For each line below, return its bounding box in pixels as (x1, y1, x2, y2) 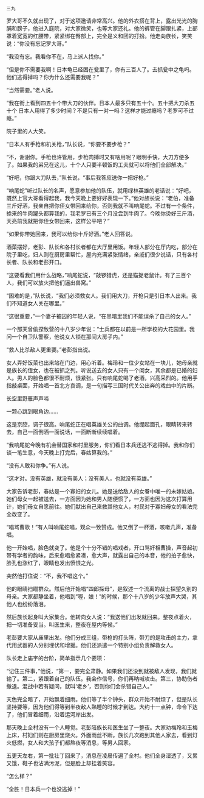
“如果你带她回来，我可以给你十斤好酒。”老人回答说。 (6, 230, 137, 238)
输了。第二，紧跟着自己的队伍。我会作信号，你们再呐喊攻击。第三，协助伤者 (6, 675, 198, 682)
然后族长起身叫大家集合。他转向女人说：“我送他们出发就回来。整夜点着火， (6, 613, 195, 620)
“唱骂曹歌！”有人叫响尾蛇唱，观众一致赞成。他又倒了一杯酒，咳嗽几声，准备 (6, 523, 197, 531)
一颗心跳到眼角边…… (6, 408, 59, 415)
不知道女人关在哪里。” (11, 300, 65, 306)
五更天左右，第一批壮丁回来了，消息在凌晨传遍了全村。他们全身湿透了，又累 (6, 752, 198, 759)
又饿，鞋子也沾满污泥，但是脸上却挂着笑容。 (6, 760, 118, 766)
